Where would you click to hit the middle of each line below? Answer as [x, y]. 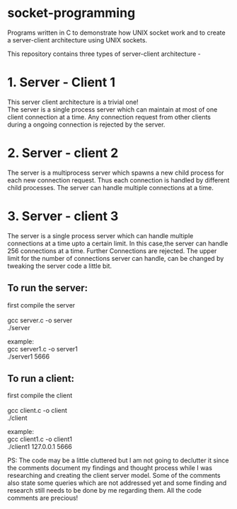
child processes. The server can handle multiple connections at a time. [110, 187]
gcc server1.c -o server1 [42, 349]
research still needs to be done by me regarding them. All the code [104, 491]
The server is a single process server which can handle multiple [100, 235]
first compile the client [40, 396]
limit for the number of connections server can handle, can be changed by [116, 258]
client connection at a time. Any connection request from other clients [109, 117]
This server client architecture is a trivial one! [73, 102]
